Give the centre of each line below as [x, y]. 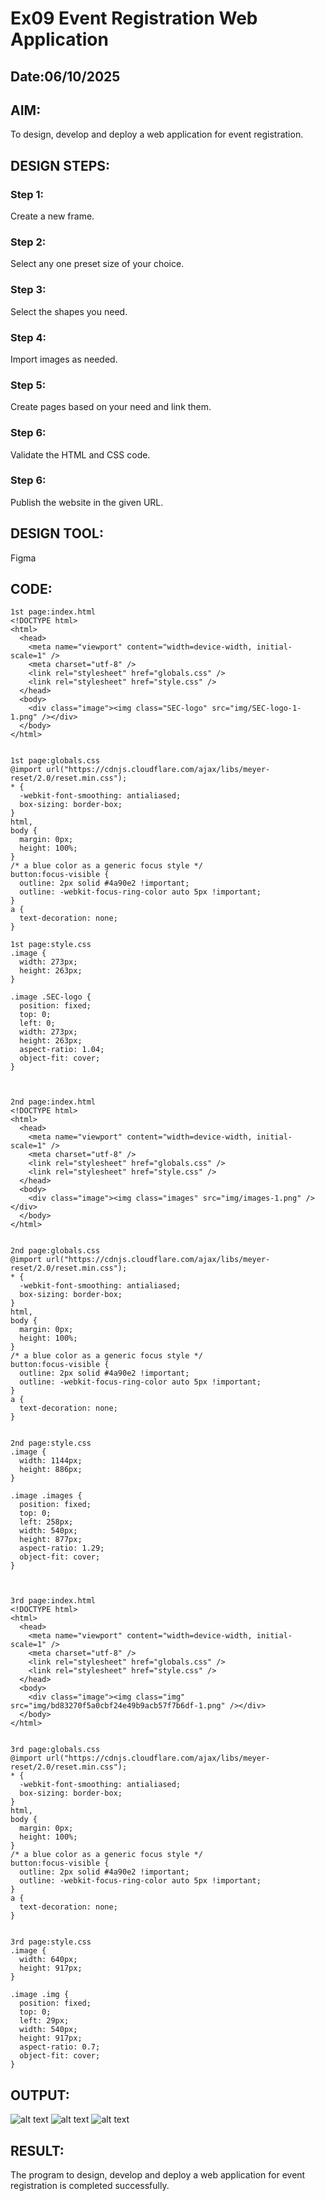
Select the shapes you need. [69, 311]
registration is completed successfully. [90, 2186]
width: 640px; [48, 1960]
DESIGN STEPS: [60, 165]
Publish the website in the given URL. [87, 502]
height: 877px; [51, 1540]
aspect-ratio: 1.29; [62, 1548]
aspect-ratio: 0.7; [60, 2047]
